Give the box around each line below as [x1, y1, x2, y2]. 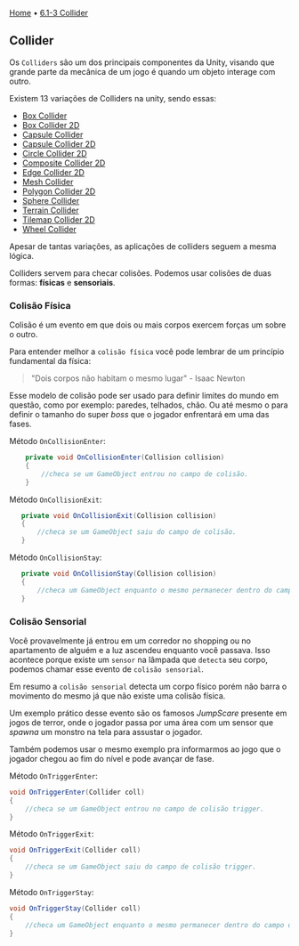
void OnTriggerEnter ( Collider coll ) [9, 788, 145, 796]
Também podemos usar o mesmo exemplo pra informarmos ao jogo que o [9, 743, 281, 755]
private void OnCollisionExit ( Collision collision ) [20, 511, 217, 520]
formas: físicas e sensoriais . [9, 277, 116, 287]
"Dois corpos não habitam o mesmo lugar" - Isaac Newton [30, 373, 246, 384]
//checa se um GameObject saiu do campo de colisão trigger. [25, 862, 256, 871]
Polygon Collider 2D [21, 186, 96, 197]
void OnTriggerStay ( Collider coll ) [9, 903, 141, 913]
